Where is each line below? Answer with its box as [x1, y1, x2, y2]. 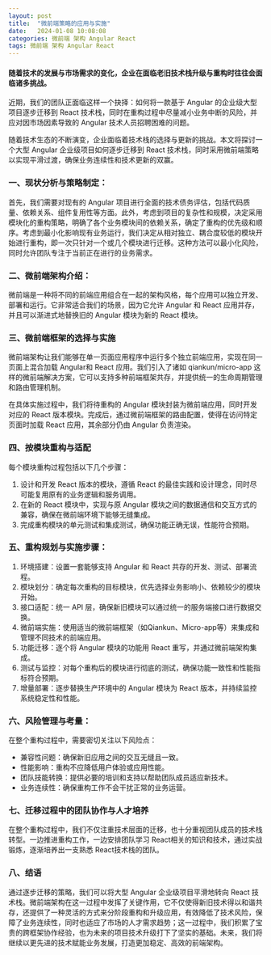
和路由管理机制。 [8, 382, 65, 392]
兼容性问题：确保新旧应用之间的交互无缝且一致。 [19, 753, 183, 763]
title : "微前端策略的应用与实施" [8, 19, 111, 27]
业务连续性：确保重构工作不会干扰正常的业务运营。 [19, 783, 190, 792]
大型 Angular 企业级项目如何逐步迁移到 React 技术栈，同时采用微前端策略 [15, 145, 260, 154]
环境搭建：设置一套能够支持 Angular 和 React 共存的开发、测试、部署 [19, 561, 250, 571]
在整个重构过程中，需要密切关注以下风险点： [8, 735, 157, 745]
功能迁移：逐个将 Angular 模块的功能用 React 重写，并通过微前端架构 [19, 642, 250, 652]
